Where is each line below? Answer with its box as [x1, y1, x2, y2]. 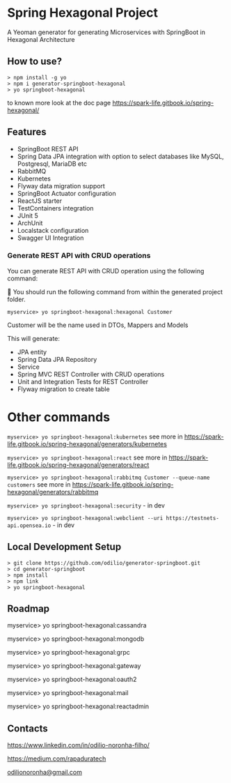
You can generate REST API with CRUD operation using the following [7, 266, 205, 275]
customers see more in [7, 480, 71, 489]
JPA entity [17, 347, 47, 356]
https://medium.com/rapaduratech [7, 754, 106, 763]
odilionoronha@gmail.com [7, 768, 82, 777]
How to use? [7, 56, 63, 68]
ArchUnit [17, 218, 43, 227]
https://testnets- [166, 515, 219, 522]
